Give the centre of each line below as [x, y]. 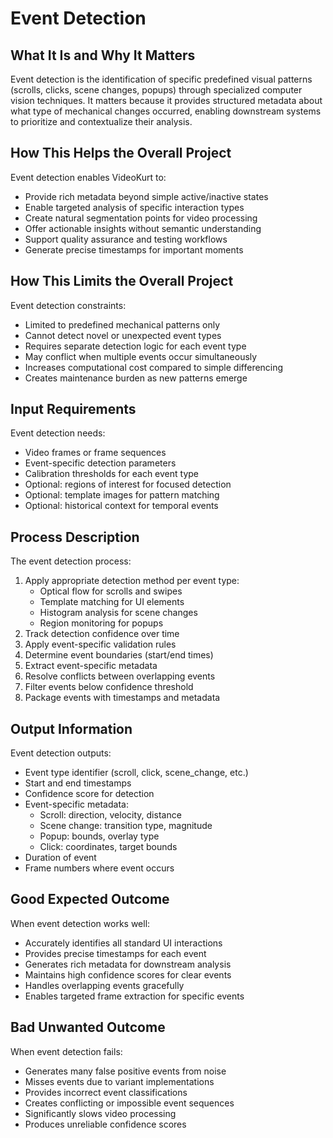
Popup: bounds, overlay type [99, 836]
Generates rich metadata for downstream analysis [128, 964]
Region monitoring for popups [101, 623]
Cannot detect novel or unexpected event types [123, 335]
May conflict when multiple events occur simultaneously [141, 356]
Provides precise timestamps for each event [115, 953]
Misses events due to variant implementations [119, 1081]
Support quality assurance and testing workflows [126, 239]
